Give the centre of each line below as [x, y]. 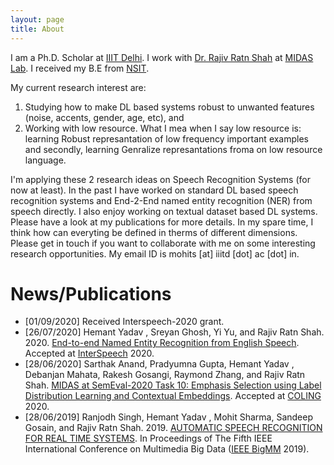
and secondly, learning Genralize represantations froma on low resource [173, 149]
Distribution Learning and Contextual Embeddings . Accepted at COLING [173, 396]
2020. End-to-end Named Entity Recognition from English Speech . [162, 343]
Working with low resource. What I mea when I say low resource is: [163, 128]
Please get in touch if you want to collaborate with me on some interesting [163, 243]
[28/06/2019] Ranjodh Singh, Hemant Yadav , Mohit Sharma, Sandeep [168, 417]
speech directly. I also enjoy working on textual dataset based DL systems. [164, 211]
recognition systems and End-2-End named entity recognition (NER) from [161, 200]
